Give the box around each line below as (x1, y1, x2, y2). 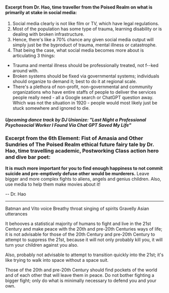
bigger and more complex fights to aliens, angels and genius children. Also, (5, 176, 161, 182)
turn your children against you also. (5, 242, 79, 248)
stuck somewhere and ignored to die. (12, 105, 90, 111)
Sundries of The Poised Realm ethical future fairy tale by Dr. (5, 141, 154, 148)
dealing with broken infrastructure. (12, 31, 84, 37)
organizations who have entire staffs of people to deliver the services (12, 89, 156, 95)
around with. (12, 68, 39, 74)
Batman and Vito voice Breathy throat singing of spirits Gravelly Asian (5, 205, 149, 211)
